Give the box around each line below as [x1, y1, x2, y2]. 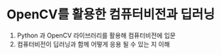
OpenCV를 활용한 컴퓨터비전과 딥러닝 [6, 6, 215, 23]
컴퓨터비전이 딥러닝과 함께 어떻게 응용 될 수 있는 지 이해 [16, 39, 171, 48]
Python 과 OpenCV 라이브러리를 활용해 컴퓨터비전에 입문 [16, 31, 176, 39]
